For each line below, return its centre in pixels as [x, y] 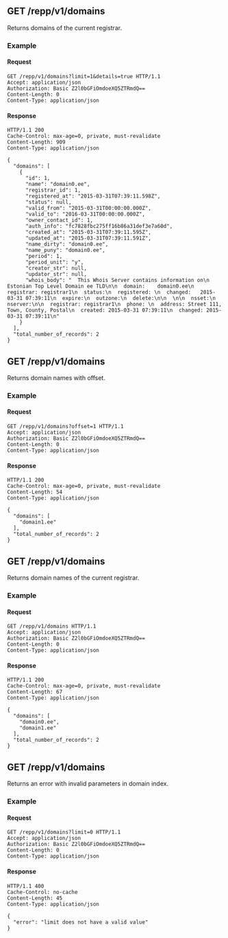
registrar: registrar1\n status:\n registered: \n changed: [99, 292]
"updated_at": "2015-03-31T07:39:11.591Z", [88, 238]
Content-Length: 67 [35, 692]
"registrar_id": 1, [53, 190]
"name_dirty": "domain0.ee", [67, 244]
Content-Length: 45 [35, 898]
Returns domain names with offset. [56, 377]
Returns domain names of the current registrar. [73, 578]
